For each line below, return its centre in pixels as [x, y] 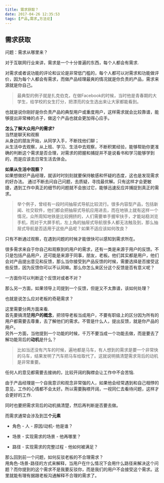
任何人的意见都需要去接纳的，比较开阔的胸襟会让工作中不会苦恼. [70, 372]
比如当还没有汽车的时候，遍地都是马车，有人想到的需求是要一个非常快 [88, 350]
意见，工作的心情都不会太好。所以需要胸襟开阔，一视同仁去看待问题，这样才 [82, 389]
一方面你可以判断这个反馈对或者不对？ [43, 278]
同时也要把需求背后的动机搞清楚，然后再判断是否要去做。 [63, 405]
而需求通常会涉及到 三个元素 [33, 416]
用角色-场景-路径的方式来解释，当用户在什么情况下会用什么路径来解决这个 [80, 463]
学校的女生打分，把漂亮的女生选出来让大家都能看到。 [88, 102]
